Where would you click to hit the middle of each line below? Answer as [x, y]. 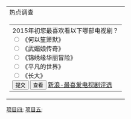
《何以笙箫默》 [43, 40]
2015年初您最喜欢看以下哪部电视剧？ [65, 31]
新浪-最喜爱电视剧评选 [80, 85]
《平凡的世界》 [43, 67]
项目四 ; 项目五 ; [25, 109]
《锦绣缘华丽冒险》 [49, 58]
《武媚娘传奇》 [43, 49]
